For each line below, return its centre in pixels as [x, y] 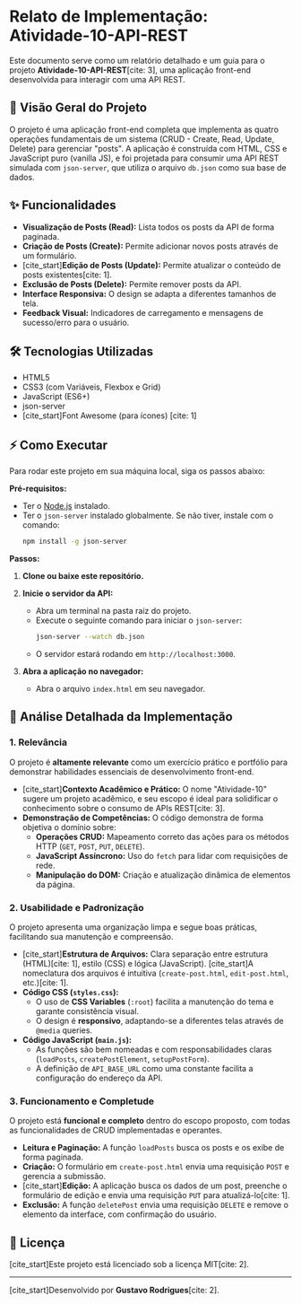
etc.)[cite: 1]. [45, 982]
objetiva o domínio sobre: [69, 827]
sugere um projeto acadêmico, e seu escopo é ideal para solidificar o [150, 798]
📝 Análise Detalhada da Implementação [121, 717]
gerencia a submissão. [64, 1177]
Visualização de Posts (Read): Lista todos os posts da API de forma [148, 227]
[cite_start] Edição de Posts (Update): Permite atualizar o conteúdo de [151, 265]
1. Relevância [38, 742]
